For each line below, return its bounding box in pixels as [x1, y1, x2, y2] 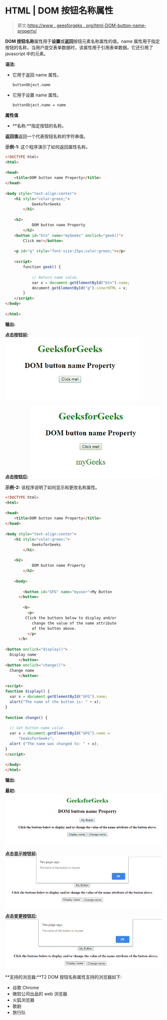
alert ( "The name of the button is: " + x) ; [9, 699, 101, 704]
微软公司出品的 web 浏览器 [12, 991, 68, 997]
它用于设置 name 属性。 [12, 92, 62, 98]
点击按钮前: [5, 332, 29, 338]
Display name [9, 652, 37, 657]
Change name [9, 668, 35, 673]
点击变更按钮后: [5, 913, 37, 919]
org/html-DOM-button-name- [85, 22, 147, 28]
